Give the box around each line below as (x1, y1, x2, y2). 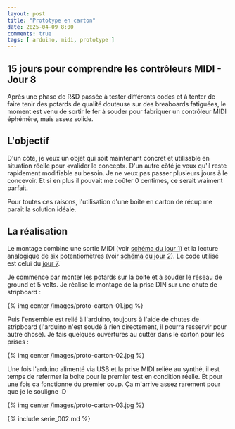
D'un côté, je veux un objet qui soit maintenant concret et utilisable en (7, 154, 210, 162)
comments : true (7, 30, 52, 37)
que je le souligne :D (7, 387, 67, 395)
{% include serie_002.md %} (7, 414, 91, 423)
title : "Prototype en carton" (7, 17, 96, 24)
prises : (7, 337, 30, 346)
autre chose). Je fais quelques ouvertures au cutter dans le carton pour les (7, 330, 224, 338)
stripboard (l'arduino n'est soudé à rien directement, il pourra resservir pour (7, 322, 227, 331)
